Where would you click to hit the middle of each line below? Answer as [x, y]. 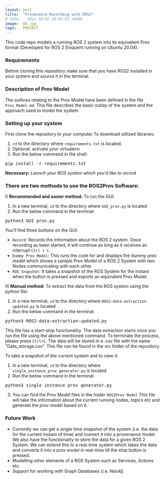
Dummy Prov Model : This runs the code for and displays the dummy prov [84, 256]
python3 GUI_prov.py [30, 221]
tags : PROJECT [22, 28]
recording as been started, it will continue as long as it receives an [80, 245]
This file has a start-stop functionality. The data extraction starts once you [81, 331]
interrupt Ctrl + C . [31, 250]
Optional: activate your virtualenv [46, 149]
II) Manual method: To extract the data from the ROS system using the [77, 286]
